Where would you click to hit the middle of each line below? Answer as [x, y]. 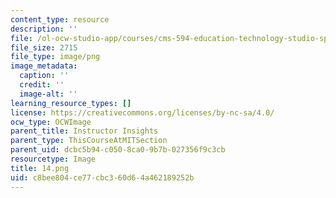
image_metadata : [44, 66]
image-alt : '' [48, 94]
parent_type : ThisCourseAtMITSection [89, 141]
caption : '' [44, 76]
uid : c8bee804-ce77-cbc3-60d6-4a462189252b [102, 177]
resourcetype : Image [53, 159]
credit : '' [42, 85]
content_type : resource [60, 19]
